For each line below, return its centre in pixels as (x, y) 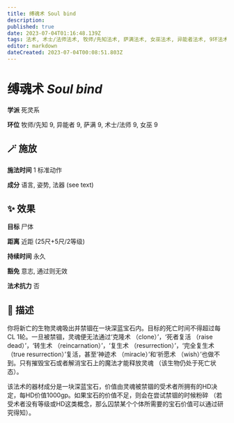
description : (26, 20)
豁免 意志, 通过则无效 (37, 271)
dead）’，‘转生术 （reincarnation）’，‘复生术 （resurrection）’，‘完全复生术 (111, 346)
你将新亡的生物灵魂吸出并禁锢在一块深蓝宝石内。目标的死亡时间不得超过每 (114, 328)
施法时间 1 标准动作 (35, 170)
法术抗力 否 (23, 286)
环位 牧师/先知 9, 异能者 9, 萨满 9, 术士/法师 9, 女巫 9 (83, 124)
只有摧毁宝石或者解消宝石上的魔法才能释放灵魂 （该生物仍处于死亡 (115, 363)
